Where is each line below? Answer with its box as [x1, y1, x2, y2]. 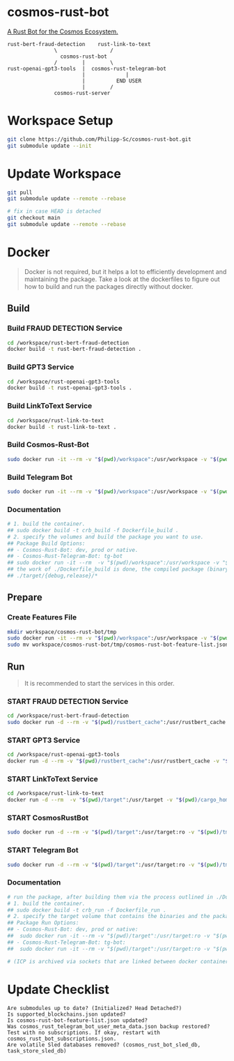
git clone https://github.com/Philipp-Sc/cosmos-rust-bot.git [7, 135, 192, 143]
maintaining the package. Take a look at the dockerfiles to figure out [24, 275, 221, 283]
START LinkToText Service [7, 774, 99, 784]
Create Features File [7, 612, 77, 622]
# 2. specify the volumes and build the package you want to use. [7, 533, 204, 541]
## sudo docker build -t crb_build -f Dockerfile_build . [7, 527, 179, 534]
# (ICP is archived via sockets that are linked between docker [7, 958, 198, 965]
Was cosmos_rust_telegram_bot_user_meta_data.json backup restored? [7, 1023, 210, 1030]
